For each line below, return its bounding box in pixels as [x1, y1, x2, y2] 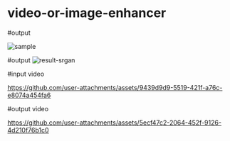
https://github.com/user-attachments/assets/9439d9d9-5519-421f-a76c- [7, 83, 223, 91]
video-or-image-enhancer [7, 5, 167, 21]
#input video [7, 69, 45, 78]
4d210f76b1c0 [7, 125, 49, 134]
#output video [7, 104, 48, 113]
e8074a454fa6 [7, 91, 51, 99]
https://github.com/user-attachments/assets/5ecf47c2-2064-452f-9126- [7, 118, 222, 127]
